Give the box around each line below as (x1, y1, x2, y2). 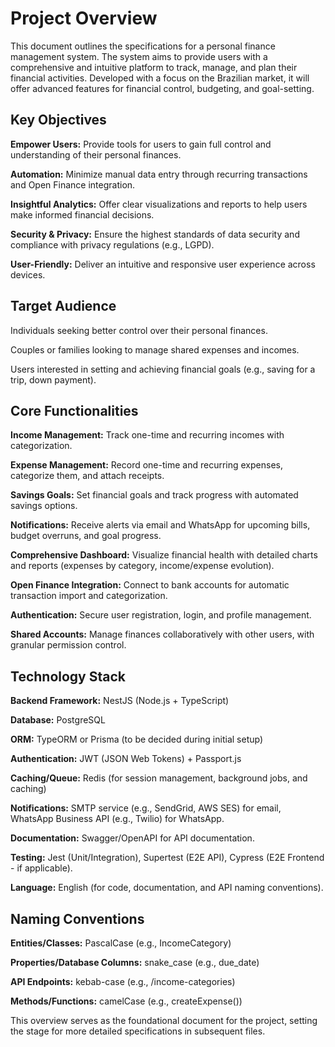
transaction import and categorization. (10, 590, 168, 602)
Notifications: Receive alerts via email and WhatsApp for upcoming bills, (10, 519, 311, 531)
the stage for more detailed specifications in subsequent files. (10, 1025, 266, 1037)
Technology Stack (10, 668, 126, 685)
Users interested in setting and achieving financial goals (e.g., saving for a (10, 363, 316, 375)
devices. (10, 268, 46, 281)
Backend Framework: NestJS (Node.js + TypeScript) (10, 695, 230, 707)
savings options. (10, 500, 78, 512)
